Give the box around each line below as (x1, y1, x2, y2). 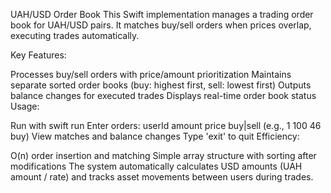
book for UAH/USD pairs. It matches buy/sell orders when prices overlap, (10, 19, 312, 31)
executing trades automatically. (10, 30, 140, 41)
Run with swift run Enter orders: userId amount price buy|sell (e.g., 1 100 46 (10, 120, 322, 131)
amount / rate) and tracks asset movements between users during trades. (10, 171, 314, 183)
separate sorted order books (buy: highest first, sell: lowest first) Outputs (10, 79, 312, 91)
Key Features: (10, 49, 67, 61)
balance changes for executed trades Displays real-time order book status (10, 90, 317, 101)
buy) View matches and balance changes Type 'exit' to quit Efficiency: (10, 130, 300, 142)
